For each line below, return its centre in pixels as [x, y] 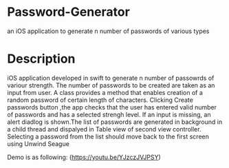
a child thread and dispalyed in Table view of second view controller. [104, 129]
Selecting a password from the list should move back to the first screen [108, 136]
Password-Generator [69, 12]
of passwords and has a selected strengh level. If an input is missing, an [109, 114]
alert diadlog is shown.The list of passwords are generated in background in [115, 122]
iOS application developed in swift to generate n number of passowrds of [111, 78]
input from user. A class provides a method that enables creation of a [105, 92]
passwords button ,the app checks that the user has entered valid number [112, 107]
